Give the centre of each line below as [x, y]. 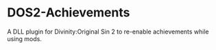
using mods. [25, 38]
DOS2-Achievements [69, 13]
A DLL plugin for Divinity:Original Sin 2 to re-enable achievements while [108, 32]
